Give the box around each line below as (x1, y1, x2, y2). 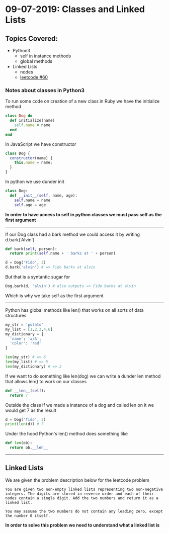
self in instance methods (20, 53, 71, 59)
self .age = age (14, 202, 46, 207)
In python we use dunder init (5, 179, 64, 185)
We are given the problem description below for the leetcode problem (5, 477, 150, 483)
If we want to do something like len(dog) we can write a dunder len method (5, 373, 161, 379)
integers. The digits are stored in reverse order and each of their (5, 491, 154, 496)
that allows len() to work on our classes (5, 378, 87, 384)
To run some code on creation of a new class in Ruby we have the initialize (5, 98, 160, 104)
